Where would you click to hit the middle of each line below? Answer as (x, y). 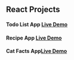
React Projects (33, 10)
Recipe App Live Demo (34, 38)
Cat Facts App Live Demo (36, 51)
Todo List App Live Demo (37, 24)
